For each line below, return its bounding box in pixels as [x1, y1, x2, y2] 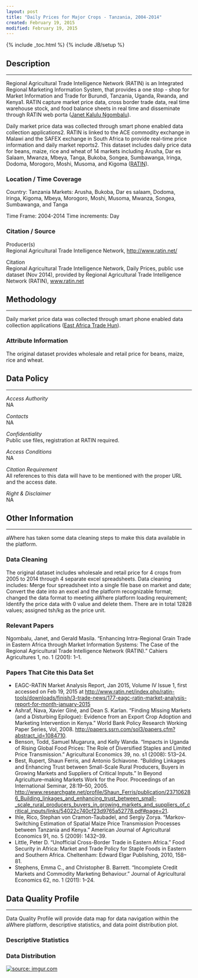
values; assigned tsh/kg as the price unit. [6, 607, 106, 614]
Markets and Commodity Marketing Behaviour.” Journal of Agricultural [14, 870, 186, 877]
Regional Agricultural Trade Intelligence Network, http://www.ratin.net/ [6, 247, 178, 254]
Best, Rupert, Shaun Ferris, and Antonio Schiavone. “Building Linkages [14, 757, 186, 765]
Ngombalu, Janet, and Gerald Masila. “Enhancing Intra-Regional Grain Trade [6, 634, 192, 642]
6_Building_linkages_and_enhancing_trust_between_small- [14, 795, 157, 802]
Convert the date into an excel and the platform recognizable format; [6, 588, 173, 595]
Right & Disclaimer [6, 490, 51, 497]
